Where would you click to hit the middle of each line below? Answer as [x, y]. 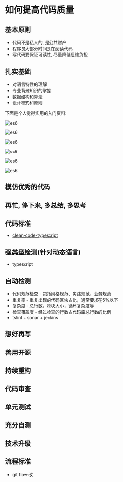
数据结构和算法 [27, 97]
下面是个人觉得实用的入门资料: [36, 113]
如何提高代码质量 [40, 10]
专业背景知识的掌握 [32, 90]
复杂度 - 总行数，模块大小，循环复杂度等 [53, 306]
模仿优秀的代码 [28, 187]
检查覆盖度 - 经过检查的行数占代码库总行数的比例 [62, 312]
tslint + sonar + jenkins [35, 318]
